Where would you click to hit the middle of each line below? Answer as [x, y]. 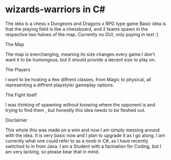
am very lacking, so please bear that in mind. [52, 151]
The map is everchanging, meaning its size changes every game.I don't [80, 54]
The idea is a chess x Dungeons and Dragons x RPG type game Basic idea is [86, 24]
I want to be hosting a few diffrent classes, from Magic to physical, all [78, 79]
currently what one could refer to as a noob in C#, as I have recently [77, 141]
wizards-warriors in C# [55, 9]
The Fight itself [21, 95]
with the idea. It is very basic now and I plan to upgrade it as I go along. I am [85, 135]
